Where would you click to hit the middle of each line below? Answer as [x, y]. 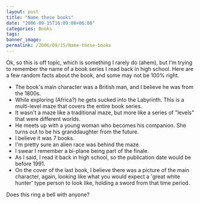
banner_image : [24, 40]
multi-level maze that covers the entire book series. [78, 106]
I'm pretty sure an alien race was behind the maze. [77, 144]
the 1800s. [28, 93]
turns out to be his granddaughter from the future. [77, 131]
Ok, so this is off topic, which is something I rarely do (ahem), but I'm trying [99, 62]
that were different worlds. [48, 119]
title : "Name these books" [40, 17]
